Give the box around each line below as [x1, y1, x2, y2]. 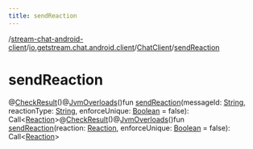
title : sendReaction [8, 11, 78, 20]
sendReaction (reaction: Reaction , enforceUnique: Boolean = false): [8, 122, 231, 133]
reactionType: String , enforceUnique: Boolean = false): [8, 106, 189, 115]
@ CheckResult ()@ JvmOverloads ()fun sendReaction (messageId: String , [8, 97, 246, 107]
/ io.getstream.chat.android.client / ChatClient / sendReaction [26, 42, 220, 52]
